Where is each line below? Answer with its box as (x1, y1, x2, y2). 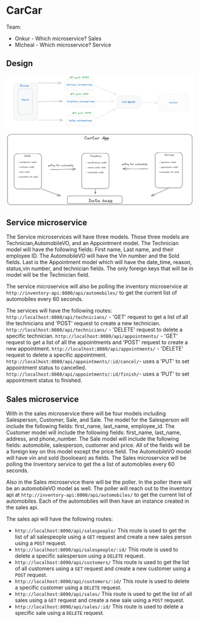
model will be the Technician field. (6, 271, 90, 278)
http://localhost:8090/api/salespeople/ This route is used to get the (14, 527, 187, 534)
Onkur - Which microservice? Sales (14, 35, 102, 42)
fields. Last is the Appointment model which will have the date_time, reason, (6, 259, 192, 266)
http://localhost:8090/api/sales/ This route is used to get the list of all (14, 590, 192, 598)
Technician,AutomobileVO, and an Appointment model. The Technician (6, 240, 179, 247)
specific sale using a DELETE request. (14, 609, 105, 617)
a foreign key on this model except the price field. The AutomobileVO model (6, 448, 192, 455)
